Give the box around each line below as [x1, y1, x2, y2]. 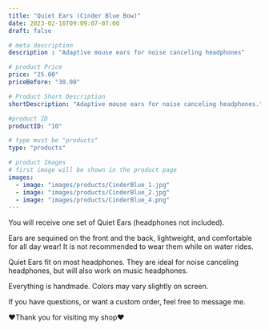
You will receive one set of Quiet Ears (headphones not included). [8, 218, 225, 227]
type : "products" [8, 144, 66, 153]
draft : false [8, 26, 52, 35]
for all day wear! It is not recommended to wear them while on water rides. [8, 242, 254, 251]
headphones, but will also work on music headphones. [8, 266, 188, 275]
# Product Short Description [8, 92, 106, 100]
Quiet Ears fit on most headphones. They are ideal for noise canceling [8, 258, 239, 267]
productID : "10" [8, 122, 62, 130]
